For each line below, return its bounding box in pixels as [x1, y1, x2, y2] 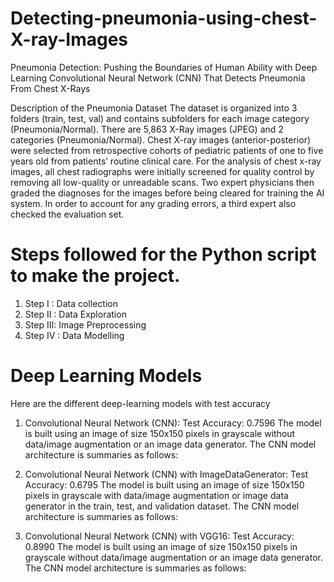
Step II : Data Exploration [24, 308, 127, 320]
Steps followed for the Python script [10, 243, 317, 266]
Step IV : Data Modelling [24, 329, 125, 341]
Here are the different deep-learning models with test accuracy [10, 397, 271, 409]
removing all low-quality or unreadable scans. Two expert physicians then [10, 176, 315, 188]
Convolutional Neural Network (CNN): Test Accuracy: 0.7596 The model [24, 417, 322, 429]
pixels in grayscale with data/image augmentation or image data [24, 489, 289, 501]
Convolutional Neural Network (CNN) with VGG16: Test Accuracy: [24, 530, 295, 542]
